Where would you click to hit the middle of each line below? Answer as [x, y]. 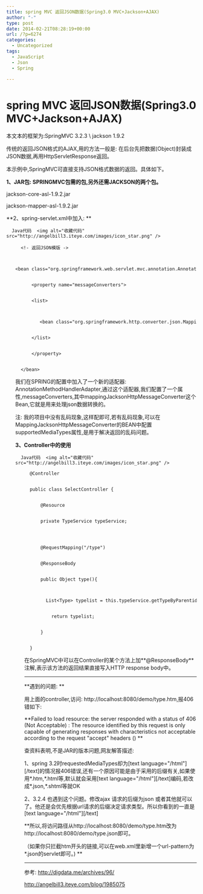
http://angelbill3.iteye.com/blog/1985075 [75, 884]
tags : [13, 51]
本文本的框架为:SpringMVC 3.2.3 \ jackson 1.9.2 [66, 136]
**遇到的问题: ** [44, 687]
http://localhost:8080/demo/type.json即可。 [79, 834]
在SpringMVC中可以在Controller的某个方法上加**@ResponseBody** [109, 661]
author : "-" [21, 18]
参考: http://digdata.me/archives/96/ [69, 872]
